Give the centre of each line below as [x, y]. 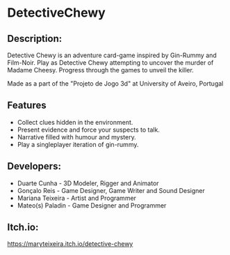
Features [27, 106]
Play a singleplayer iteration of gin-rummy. [78, 144]
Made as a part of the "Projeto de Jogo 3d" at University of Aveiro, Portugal [115, 84]
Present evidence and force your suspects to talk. [88, 130]
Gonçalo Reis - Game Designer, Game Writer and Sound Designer [111, 190]
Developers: [34, 166]
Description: [35, 39]
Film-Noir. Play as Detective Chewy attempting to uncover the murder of [110, 63]
